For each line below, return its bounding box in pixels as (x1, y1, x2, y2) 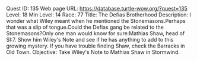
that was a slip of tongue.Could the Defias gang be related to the (6, 23, 164, 30)
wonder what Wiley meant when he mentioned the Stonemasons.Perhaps (6, 18, 186, 24)
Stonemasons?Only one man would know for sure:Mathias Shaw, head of (6, 30, 185, 37)
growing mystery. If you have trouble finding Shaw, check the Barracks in (6, 42, 185, 49)
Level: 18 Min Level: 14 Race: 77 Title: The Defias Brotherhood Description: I (6, 11, 192, 18)
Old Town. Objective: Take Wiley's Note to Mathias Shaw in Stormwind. (6, 49, 180, 55)
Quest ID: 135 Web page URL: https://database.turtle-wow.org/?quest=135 (6, 5, 188, 12)
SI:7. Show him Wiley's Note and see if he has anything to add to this (6, 36, 174, 43)
